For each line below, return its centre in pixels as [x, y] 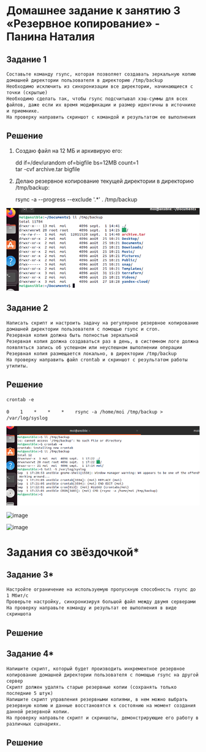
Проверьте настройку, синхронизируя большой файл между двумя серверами [101, 602]
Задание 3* [30, 575]
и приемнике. [23, 111]
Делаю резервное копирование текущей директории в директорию [105, 181]
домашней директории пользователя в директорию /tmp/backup [85, 80]
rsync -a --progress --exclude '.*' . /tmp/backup [76, 199]
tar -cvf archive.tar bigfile [48, 169]
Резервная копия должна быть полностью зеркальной [72, 335]
